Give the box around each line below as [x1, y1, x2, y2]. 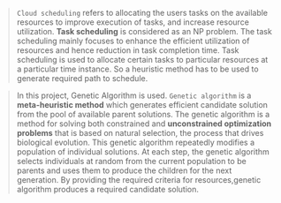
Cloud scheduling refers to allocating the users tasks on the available [16, 8, 269, 18]
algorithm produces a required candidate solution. [16, 184, 200, 194]
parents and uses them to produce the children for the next [16, 165, 232, 176]
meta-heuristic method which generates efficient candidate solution [16, 100, 269, 109]
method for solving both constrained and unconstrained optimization [16, 118, 272, 129]
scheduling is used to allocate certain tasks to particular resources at [16, 55, 269, 64]
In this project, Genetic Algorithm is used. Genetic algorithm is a [16, 90, 252, 101]
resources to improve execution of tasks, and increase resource [16, 17, 249, 27]
